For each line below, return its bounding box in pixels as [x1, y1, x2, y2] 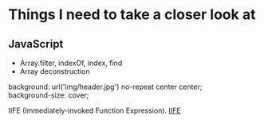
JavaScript [8, 37, 64, 51]
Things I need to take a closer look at [8, 6, 256, 24]
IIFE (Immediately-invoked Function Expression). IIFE [8, 106, 181, 115]
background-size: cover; [8, 90, 89, 100]
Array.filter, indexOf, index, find [19, 58, 123, 67]
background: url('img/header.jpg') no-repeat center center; [8, 82, 203, 91]
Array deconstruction [19, 67, 90, 76]
